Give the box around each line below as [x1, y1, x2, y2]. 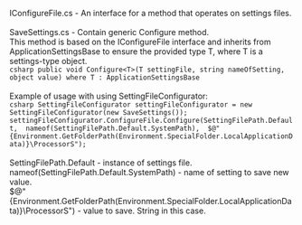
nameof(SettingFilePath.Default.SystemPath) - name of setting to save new [9, 167, 289, 177]
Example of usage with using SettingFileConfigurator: [9, 90, 208, 101]
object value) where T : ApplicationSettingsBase [9, 73, 201, 82]
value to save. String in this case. [82, 205, 206, 216]
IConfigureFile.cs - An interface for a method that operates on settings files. [9, 8, 292, 18]
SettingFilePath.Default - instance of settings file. [9, 157, 193, 168]
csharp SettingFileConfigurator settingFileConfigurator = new [9, 100, 253, 109]
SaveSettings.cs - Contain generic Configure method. [9, 27, 210, 37]
